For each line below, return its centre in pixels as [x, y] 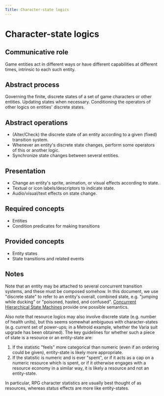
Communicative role [37, 52]
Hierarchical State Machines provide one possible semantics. [67, 307]
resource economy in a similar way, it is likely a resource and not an [81, 368]
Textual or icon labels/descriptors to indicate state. [64, 188]
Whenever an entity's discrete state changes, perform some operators [83, 145]
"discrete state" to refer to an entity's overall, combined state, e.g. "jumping [82, 296]
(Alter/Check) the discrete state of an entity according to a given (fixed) [84, 135]
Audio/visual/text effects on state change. [55, 193]
